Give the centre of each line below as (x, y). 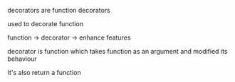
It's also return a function (44, 72)
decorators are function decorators (59, 10)
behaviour (22, 59)
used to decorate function (46, 24)
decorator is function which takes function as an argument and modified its (117, 51)
